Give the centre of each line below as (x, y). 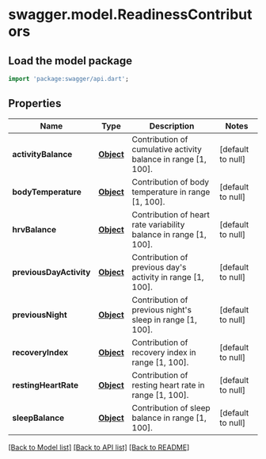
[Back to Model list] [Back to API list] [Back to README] (99, 447)
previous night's (162, 309)
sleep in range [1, (165, 319)
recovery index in (164, 352)
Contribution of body (171, 182)
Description (172, 126)
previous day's (159, 267)
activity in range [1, (168, 277)
